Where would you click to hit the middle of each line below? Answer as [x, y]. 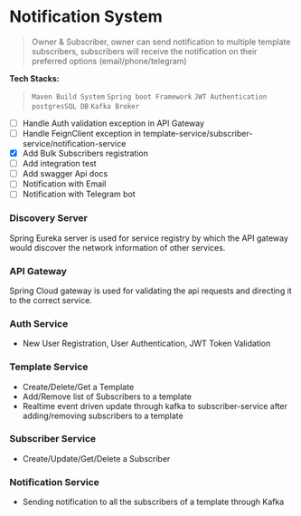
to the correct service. [51, 300]
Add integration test [59, 164]
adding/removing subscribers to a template [103, 416]
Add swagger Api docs [65, 174]
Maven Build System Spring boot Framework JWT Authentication [149, 97]
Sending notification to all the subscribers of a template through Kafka [153, 502]
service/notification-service [74, 144]
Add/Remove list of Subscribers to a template [107, 397]
